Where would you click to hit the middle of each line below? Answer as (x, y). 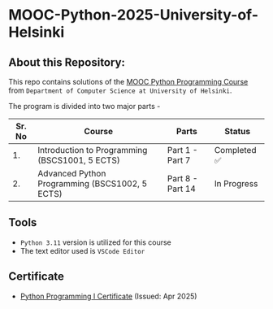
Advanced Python (72, 174)
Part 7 (179, 160)
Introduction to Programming (93, 150)
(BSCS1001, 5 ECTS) (79, 160)
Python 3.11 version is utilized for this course (96, 242)
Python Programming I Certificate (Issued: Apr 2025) (108, 296)
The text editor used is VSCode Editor (82, 250)
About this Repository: (67, 62)
